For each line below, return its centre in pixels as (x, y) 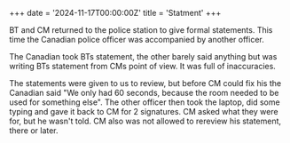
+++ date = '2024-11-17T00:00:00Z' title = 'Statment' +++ (115, 13)
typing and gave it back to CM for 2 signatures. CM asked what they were (144, 111)
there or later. (34, 131)
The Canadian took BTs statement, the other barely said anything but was (143, 56)
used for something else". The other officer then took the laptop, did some (145, 102)
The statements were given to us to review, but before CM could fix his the (145, 83)
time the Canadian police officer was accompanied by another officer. (137, 40)
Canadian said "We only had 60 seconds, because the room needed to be (144, 93)
